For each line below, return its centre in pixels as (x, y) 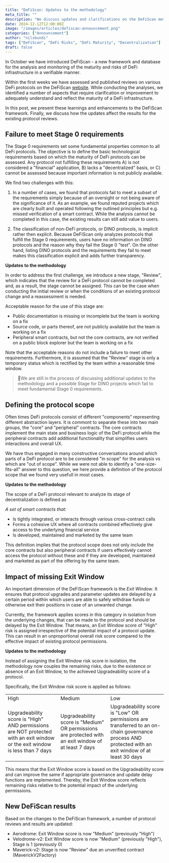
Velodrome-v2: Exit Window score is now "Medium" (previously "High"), (87, 839)
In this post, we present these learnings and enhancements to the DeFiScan (84, 108)
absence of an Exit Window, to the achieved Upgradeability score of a (77, 671)
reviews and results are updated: (39, 824)
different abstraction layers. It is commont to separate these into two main (82, 422)
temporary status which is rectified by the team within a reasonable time (80, 363)
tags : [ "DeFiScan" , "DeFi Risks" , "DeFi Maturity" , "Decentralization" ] (83, 43)
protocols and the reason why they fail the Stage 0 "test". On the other (85, 245)
